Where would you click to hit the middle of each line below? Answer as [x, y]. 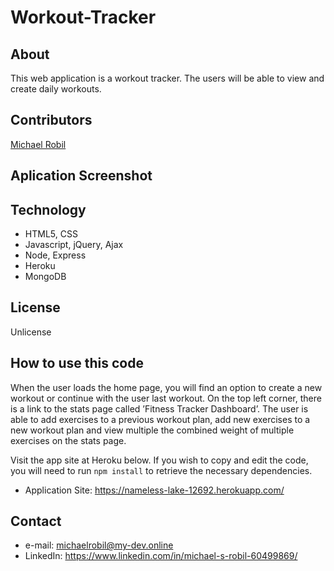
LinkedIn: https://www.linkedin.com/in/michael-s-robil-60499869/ [161, 556]
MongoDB [45, 277]
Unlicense [31, 332]
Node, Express [55, 255]
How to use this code [77, 363]
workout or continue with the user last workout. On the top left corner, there [166, 398]
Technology [48, 209]
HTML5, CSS [51, 234]
